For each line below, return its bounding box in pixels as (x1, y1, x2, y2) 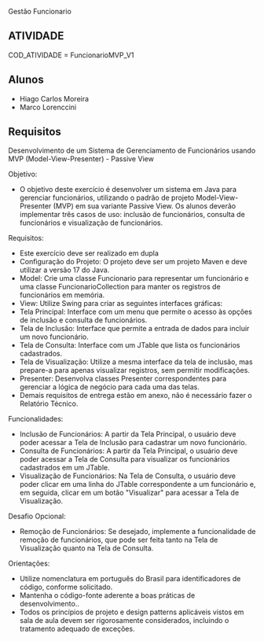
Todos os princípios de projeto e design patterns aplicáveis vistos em (19, 607, 244, 617)
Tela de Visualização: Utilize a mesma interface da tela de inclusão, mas (19, 357, 253, 367)
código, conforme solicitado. (19, 582, 113, 592)
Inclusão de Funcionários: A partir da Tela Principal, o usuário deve (19, 429, 236, 439)
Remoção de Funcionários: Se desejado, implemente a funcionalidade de (19, 527, 256, 536)
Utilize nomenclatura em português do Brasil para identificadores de (19, 574, 241, 584)
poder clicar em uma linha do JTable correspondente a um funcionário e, (19, 480, 256, 489)
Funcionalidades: (8, 414, 64, 424)
